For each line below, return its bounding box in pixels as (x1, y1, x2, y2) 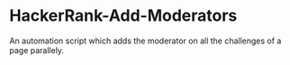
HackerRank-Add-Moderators (9, 5, 238, 26)
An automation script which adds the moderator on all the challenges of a (9, 35, 282, 46)
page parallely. (9, 44, 65, 55)
